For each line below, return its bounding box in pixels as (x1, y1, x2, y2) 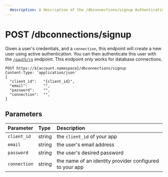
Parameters (5, 109, 42, 118)
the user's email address (56, 141, 114, 148)
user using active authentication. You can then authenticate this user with (5, 50, 156, 56)
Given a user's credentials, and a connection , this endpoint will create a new (5, 45, 161, 51)
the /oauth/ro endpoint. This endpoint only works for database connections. (5, 56, 162, 62)
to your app (56, 163, 84, 170)
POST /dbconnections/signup (5, 28, 131, 40)
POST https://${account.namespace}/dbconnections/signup (5, 65, 126, 70)
